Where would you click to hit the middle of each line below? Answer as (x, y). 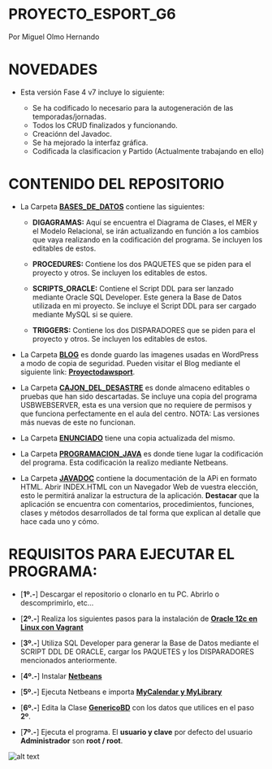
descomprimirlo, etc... (57, 602)
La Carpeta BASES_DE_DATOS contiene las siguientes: (112, 206)
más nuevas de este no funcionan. (78, 422)
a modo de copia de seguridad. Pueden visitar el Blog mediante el (130, 363)
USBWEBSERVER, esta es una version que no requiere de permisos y (136, 404)
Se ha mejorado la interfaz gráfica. (90, 142)
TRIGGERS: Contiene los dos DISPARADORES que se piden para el (144, 330)
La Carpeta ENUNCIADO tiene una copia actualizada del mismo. (127, 438)
